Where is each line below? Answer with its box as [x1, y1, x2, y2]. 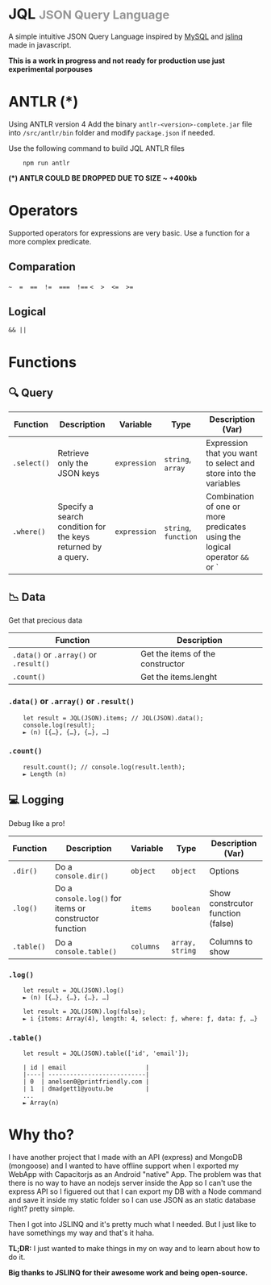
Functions [8, 353, 77, 371]
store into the [205, 468, 256, 479]
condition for [57, 521, 106, 532]
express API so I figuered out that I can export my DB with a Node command [8, 1187, 262, 1196]
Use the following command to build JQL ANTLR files [8, 143, 186, 153]
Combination [205, 491, 255, 503]
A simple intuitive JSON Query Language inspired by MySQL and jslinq [8, 31, 244, 41]
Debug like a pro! [8, 818, 65, 828]
